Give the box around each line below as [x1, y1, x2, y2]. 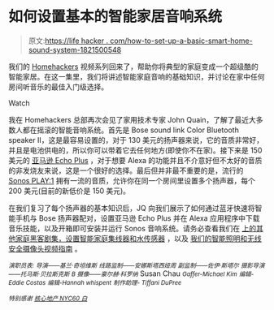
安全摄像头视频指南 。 [8, 243, 82, 253]
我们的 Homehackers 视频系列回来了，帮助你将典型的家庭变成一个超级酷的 [8, 62, 259, 71]
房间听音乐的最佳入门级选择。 [8, 82, 108, 92]
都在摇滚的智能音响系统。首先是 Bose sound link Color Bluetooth [22, 125, 240, 135]
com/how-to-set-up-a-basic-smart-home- [109, 36, 254, 45]
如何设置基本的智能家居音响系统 [8, 7, 223, 26]
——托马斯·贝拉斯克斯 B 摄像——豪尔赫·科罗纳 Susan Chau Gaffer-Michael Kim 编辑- [8, 269, 254, 278]
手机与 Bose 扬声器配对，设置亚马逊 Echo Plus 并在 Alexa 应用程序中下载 [15, 213, 260, 223]
